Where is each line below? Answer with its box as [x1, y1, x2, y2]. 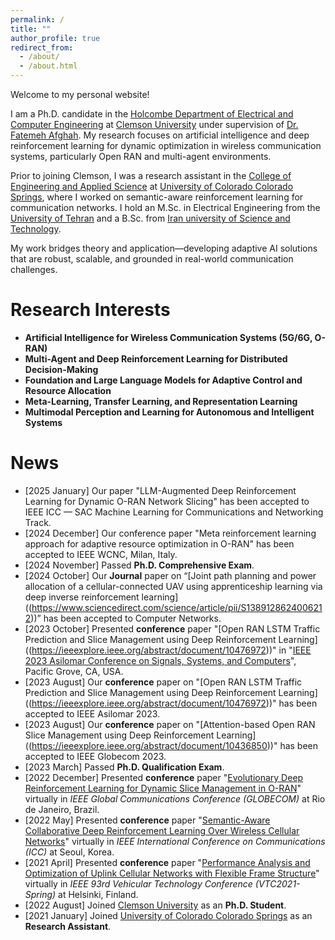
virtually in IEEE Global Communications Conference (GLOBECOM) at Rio [24, 792, 326, 805]
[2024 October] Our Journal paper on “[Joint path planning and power [24, 569, 317, 581]
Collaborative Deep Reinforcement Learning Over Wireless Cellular [24, 824, 300, 836]
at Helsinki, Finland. [58, 888, 139, 900]
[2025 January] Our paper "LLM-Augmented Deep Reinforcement [24, 484, 297, 496]
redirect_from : [10, 42, 74, 53]
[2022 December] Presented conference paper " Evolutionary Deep [24, 771, 304, 783]
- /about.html [19, 61, 78, 71]
